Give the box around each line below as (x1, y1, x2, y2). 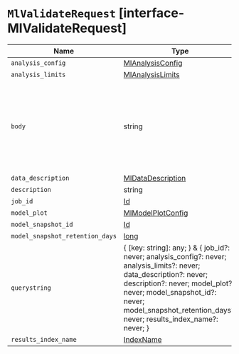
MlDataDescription (123, 173, 186, 183)
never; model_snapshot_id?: (123, 287, 217, 297)
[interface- (118, 5, 185, 21)
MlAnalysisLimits (123, 69, 180, 79)
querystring (11, 283, 52, 292)
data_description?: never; (123, 269, 208, 279)
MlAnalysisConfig (123, 58, 183, 68)
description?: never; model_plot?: (123, 278, 235, 288)
